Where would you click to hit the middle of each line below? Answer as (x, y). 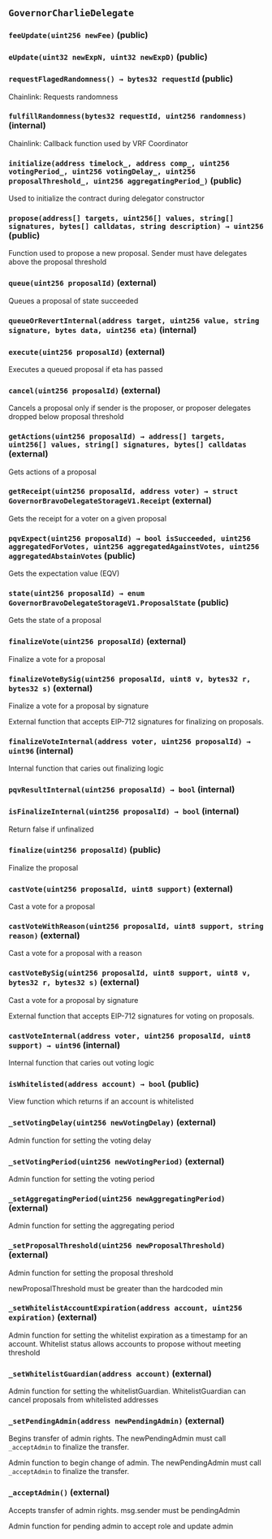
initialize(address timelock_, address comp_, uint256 (119, 163)
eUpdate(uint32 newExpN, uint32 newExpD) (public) (108, 57)
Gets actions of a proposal (53, 472)
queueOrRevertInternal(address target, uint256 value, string (134, 320)
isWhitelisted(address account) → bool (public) (104, 1083)
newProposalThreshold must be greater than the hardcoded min (116, 1288)
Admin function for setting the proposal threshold (91, 1273)
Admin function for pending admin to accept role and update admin (121, 1526)
